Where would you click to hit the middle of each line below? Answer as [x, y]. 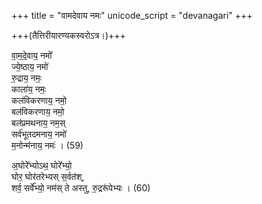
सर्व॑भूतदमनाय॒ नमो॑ [39, 134]
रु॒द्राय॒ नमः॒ [27, 78]
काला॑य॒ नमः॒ [29, 89]
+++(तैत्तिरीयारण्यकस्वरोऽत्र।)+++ [68, 35]
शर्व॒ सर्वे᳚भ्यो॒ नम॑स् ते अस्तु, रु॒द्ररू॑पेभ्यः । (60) [81, 188]
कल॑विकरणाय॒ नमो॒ [39, 100]
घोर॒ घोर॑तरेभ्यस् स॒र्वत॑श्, [48, 176]
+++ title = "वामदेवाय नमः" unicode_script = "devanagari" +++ [132, 15]
